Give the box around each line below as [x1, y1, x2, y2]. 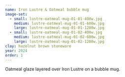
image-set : [5, 12, 28, 17]
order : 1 [5, 52, 23, 58]
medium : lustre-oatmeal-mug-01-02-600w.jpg [14, 35, 105, 40]
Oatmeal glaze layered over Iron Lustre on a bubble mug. [5, 66, 121, 72]
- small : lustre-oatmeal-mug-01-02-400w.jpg [9, 30, 102, 35]
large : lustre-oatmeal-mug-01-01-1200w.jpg [14, 26, 105, 30]
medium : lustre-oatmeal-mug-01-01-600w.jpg [14, 21, 105, 26]
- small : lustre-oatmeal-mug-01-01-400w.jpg [9, 16, 102, 21]
